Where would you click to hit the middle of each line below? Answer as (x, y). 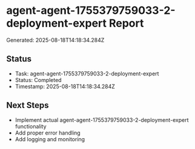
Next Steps (28, 105)
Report (126, 23)
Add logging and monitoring (50, 139)
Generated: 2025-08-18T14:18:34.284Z (55, 40)
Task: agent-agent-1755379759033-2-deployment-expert (87, 74)
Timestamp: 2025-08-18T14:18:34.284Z (65, 86)
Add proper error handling (48, 133)
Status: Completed (38, 80)
